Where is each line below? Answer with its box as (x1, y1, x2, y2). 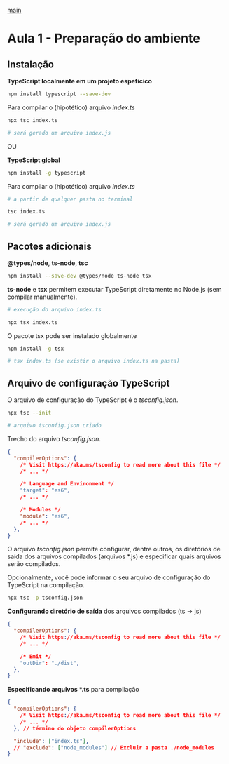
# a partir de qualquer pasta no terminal (7, 196, 133, 203)
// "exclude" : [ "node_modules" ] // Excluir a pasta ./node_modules (13, 744, 215, 751)
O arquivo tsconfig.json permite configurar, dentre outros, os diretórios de (7, 545, 221, 554)
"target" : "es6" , (20, 487, 71, 494)
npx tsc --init (7, 410, 52, 417)
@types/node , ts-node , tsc (7, 259, 88, 267)
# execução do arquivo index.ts (7, 306, 102, 313)
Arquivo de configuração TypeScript (7, 377, 170, 389)
